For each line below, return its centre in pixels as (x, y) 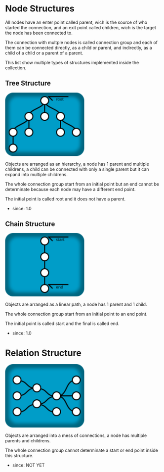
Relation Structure (43, 353)
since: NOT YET (28, 465)
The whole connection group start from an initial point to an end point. (76, 314)
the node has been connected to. (39, 33)
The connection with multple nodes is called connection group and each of (82, 42)
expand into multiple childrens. (36, 174)
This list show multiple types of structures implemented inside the (72, 62)
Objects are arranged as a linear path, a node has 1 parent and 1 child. (76, 304)
